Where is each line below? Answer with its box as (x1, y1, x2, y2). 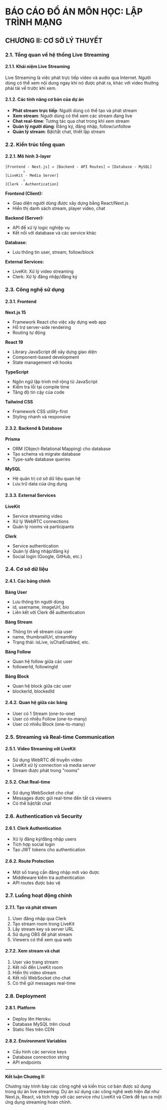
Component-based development (12, 354, 80, 360)
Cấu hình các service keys (12, 1049, 67, 1055)
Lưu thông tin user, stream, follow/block (12, 249, 94, 255)
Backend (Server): (5, 215, 44, 221)
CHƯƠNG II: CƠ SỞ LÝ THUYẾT (5, 36, 103, 45)
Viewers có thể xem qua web (12, 937, 72, 943)
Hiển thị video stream (12, 969, 56, 975)
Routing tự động (12, 329, 46, 336)
